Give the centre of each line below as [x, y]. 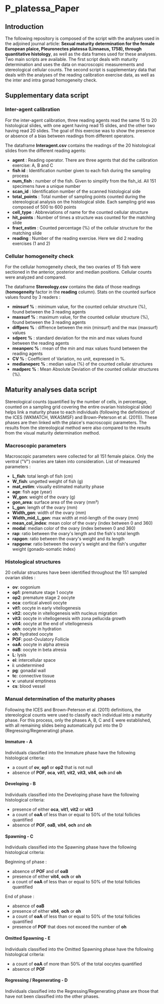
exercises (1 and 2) [31, 243]
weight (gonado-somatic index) [44, 549]
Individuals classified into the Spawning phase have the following [71, 847]
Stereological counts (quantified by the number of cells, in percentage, [76, 401]
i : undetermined [28, 666]
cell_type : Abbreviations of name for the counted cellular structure [80, 212]
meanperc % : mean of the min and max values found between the [80, 348]
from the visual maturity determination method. [53, 433]
